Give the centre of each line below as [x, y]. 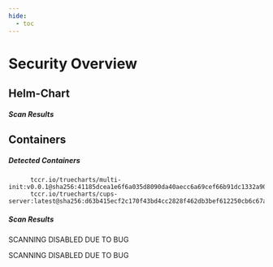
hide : [17, 16]
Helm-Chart [39, 94]
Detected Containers [45, 160]
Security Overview [73, 64]
